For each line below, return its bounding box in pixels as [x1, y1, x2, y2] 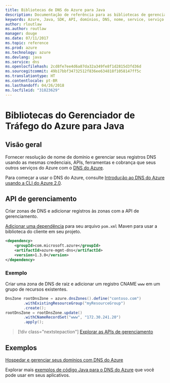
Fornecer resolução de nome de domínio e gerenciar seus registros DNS [5, 154, 156, 160]
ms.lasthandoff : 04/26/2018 [5, 83, 65, 88]
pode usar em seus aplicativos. [5, 372, 70, 378]
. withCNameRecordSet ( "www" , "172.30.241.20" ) [23, 315, 121, 320]
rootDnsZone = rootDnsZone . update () [5, 310, 82, 315]
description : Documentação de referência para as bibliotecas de [5, 12, 146, 17]
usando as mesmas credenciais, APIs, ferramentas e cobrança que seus [5, 159, 156, 165]
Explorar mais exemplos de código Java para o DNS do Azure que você [5, 367, 154, 373]
